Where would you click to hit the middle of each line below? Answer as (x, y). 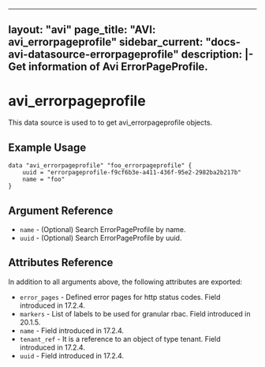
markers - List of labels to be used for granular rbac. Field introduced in (135, 313)
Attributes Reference (61, 262)
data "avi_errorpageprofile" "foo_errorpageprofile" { (100, 166)
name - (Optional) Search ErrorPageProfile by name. (103, 229)
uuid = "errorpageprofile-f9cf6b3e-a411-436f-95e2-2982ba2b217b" (132, 173)
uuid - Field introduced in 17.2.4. (72, 355)
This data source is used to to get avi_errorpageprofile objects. (110, 122)
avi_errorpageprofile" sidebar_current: (106, 42)
